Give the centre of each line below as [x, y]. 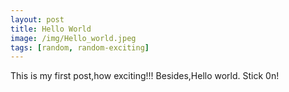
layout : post [37, 19]
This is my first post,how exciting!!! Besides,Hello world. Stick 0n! [145, 76]
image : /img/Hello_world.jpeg [73, 38]
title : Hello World [51, 29]
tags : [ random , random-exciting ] [80, 47]
